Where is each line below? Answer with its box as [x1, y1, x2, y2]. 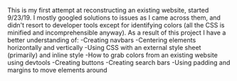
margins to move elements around [7, 66, 108, 74]
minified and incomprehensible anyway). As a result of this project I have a [7, 28, 226, 37]
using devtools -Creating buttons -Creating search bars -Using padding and [7, 58, 231, 66]
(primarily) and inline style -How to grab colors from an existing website [7, 51, 218, 59]
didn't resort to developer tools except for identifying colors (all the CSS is [7, 21, 225, 29]
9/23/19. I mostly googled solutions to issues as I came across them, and [7, 13, 221, 22]
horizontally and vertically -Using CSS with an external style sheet [7, 44, 201, 51]
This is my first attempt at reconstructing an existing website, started [7, 6, 209, 14]
